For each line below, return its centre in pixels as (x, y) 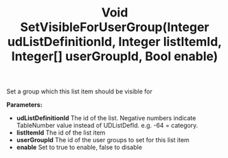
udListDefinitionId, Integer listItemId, (115, 42)
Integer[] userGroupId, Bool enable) (115, 57)
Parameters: (24, 105)
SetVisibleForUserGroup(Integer (115, 27)
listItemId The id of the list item (61, 133)
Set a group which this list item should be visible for (79, 91)
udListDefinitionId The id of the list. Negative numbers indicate (106, 118)
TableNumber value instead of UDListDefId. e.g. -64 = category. (107, 126)
